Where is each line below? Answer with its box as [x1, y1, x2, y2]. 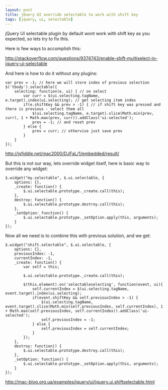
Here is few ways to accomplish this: [5, 46, 81, 52]
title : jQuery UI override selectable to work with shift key [5, 12, 138, 17]
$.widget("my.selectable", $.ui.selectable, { [5, 176, 105, 181]
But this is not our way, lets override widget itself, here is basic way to [5, 161, 150, 167]
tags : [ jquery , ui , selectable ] [5, 17, 73, 22]
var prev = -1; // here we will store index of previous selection [5, 80, 150, 86]
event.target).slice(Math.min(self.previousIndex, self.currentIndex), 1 [5, 304, 163, 309]
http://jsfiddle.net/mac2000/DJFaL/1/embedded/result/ [5, 150, 120, 157]
